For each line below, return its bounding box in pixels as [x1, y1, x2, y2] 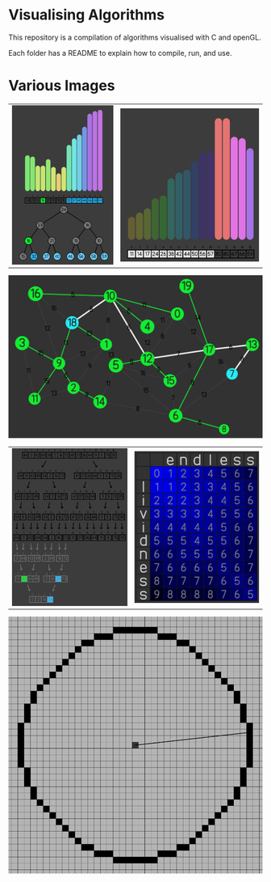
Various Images [8, 77, 115, 95]
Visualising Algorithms [8, 6, 165, 24]
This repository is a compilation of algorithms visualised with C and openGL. [8, 32, 261, 42]
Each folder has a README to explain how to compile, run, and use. [8, 48, 232, 57]
